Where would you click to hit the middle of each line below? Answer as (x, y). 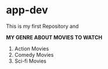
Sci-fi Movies (30, 61)
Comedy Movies (34, 55)
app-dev (27, 10)
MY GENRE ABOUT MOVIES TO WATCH (54, 37)
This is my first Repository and (42, 26)
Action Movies (32, 48)
